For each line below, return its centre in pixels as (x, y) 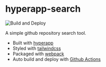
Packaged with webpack (38, 54)
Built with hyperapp (33, 43)
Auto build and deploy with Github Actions (57, 59)
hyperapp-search (43, 9)
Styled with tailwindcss (37, 48)
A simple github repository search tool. (46, 33)
